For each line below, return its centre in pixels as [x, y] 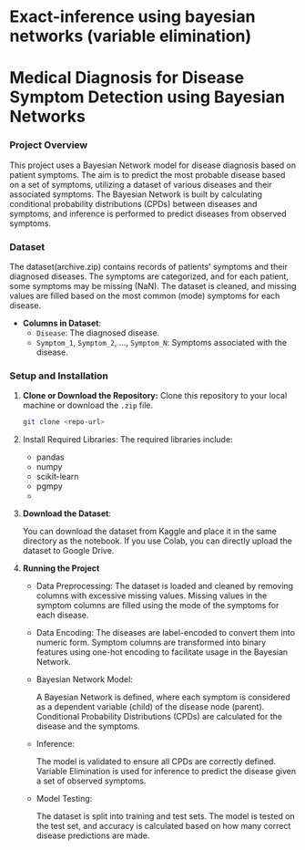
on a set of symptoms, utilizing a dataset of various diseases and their [141, 184]
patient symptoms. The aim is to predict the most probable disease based [147, 174]
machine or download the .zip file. [88, 405]
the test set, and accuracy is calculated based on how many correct [163, 826]
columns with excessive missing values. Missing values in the [152, 596]
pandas [51, 457]
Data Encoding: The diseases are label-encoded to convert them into [166, 633]
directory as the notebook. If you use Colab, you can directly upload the [158, 541]
